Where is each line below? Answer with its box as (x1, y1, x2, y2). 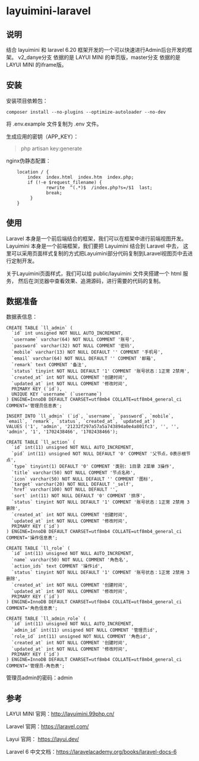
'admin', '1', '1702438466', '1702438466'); (6, 429, 118, 435)
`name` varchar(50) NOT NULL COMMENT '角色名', (11, 557, 129, 563)
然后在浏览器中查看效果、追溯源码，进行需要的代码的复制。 (17, 277, 164, 284)
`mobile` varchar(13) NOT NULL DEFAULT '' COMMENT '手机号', (11, 350, 163, 355)
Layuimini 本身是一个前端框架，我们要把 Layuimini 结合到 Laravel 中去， (6, 242, 182, 249)
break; (46, 189, 62, 196)
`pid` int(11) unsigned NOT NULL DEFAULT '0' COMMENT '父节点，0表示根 (11, 451, 187, 457)
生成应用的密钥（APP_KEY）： (6, 133, 79, 140)
